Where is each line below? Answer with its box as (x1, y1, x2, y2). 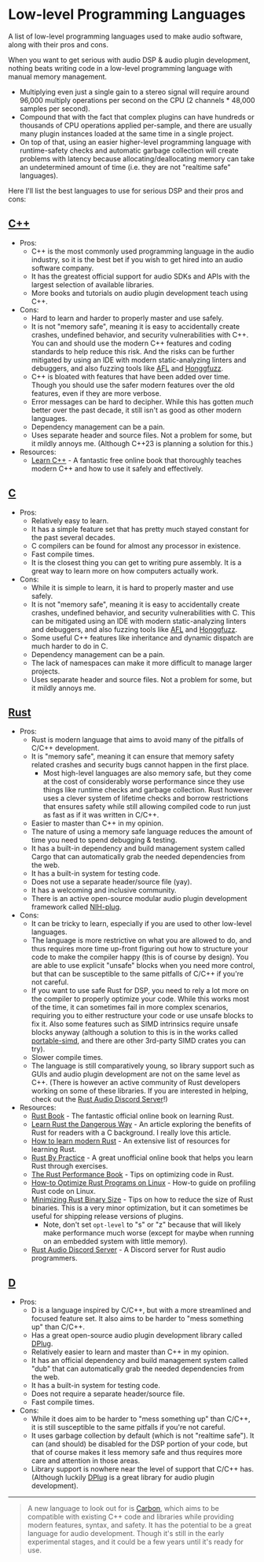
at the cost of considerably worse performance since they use (42, 777, 245, 786)
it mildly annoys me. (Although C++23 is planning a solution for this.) (31, 438, 254, 448)
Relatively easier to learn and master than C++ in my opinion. (31, 1347, 229, 1357)
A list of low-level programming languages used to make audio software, (8, 31, 244, 41)
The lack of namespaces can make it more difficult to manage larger (31, 658, 253, 667)
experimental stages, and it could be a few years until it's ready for (27, 1537, 244, 1547)
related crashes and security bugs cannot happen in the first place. (31, 760, 249, 770)
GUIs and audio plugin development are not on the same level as (31, 1069, 240, 1079)
